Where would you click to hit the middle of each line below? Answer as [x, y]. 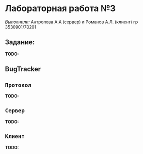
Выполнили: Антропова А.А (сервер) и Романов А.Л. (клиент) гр [71, 22]
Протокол [18, 85]
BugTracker [23, 69]
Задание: [20, 42]
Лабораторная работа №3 [60, 8]
